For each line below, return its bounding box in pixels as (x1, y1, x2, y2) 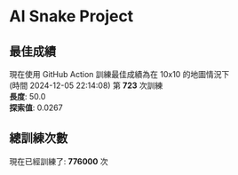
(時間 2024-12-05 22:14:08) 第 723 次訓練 (9, 80, 163, 91)
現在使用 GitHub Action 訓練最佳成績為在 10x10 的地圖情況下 (9, 69, 230, 79)
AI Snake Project (9, 6, 134, 27)
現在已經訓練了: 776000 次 (9, 155, 108, 166)
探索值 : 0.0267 (9, 102, 64, 113)
